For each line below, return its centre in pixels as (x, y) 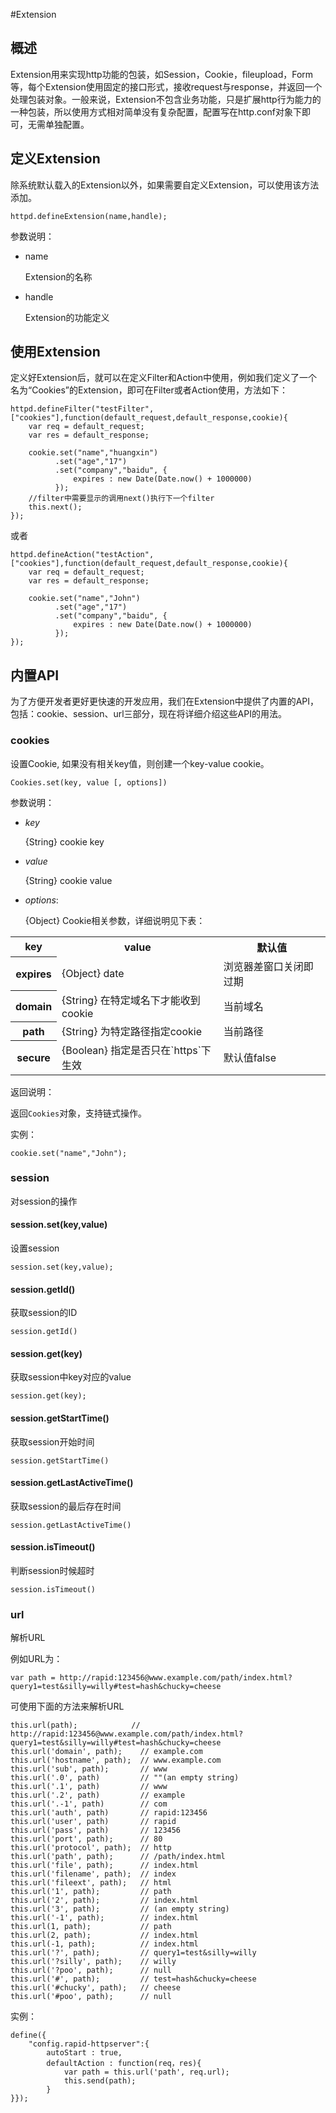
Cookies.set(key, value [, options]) (89, 782)
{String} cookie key (64, 841)
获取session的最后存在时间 (66, 1506)
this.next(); (55, 507)
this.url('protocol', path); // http (91, 1848)
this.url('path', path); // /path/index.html (118, 1857)
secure (33, 1057)
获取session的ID (44, 1313)
